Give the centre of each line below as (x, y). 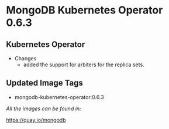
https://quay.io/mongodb (36, 120)
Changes (25, 58)
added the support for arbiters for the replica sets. (84, 64)
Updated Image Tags (44, 83)
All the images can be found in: (44, 108)
